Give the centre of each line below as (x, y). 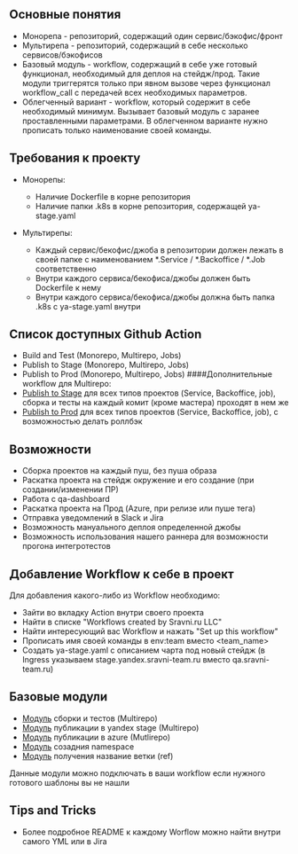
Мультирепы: (47, 232)
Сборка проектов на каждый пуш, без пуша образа (119, 471)
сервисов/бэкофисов (63, 55)
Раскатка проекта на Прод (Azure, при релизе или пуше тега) (138, 508)
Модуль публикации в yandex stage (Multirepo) (110, 727)
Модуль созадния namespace (78, 746)
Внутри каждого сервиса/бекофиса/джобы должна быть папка (155, 297)
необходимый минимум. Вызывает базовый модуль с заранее (141, 111)
